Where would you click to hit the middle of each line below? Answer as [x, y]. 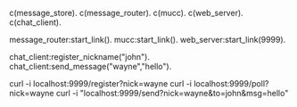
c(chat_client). [35, 22]
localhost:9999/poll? [231, 83]
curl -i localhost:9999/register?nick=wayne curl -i [100, 83]
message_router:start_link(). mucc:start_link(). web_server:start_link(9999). [148, 40]
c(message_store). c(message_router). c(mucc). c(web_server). [126, 13]
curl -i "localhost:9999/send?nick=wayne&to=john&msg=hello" [172, 93]
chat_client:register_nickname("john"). [79, 57]
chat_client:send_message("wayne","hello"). [91, 66]
